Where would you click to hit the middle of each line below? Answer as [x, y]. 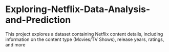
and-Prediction [38, 20]
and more [15, 44]
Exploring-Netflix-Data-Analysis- [78, 9]
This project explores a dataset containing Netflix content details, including [84, 34]
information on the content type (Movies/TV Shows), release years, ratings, [85, 39]
